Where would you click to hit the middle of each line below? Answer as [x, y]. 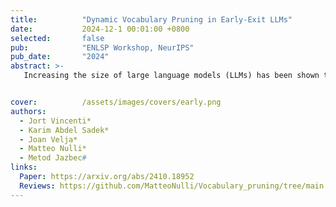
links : [24, 167]
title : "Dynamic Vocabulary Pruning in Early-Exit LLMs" [151, 19]
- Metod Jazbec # [53, 158]
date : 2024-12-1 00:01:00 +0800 [100, 29]
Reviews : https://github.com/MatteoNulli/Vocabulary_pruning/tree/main [172, 186]
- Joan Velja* [48, 139]
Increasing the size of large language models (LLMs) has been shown [171, 76]
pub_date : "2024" [60, 57]
